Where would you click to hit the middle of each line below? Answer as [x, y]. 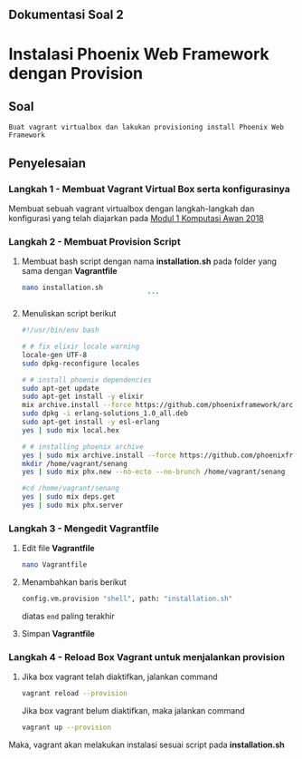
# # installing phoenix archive [82, 447]
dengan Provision [76, 73]
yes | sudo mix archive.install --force [99, 455]
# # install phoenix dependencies [86, 380]
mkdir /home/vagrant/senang [74, 463]
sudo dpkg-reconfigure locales [80, 363]
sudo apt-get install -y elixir [82, 397]
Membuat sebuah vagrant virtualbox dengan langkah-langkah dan [132, 209]
